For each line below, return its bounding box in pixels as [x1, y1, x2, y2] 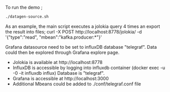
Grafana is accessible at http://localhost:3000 [12, 75, 109, 81]
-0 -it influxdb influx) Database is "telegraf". [12, 70, 105, 76]
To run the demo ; [5, 5, 43, 10]
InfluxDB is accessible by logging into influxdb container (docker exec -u [12, 65, 165, 71]
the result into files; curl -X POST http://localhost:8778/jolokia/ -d [5, 28, 142, 35]
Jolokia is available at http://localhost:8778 [12, 59, 103, 65]
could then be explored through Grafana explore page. [5, 49, 120, 55]
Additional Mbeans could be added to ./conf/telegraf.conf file [12, 81, 141, 87]
